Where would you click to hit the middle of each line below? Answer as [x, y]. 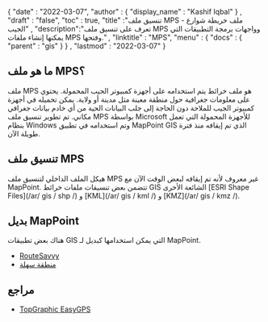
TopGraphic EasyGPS [55, 309]
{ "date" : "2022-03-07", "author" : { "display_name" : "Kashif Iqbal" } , [125, 12]
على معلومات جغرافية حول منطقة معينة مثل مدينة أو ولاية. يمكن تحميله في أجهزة [129, 99]
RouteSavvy [39, 256]
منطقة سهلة [38, 265]
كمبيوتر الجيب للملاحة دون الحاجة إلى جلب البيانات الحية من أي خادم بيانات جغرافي [131, 107]
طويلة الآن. [24, 133]
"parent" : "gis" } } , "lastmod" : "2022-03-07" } [87, 46]
